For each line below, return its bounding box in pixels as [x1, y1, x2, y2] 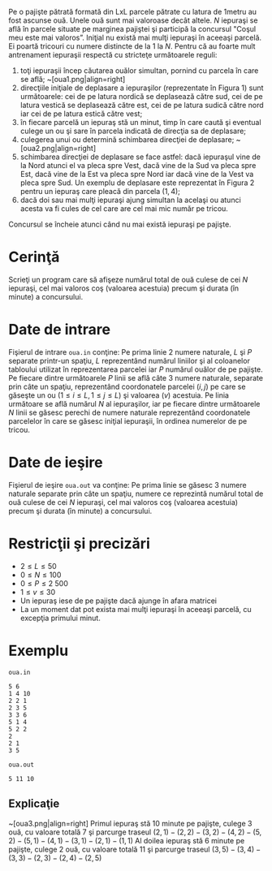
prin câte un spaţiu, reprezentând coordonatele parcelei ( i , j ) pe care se [8, 382, 246, 391]
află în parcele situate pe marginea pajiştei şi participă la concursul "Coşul [8, 24, 257, 33]
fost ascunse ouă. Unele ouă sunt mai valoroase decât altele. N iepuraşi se [8, 15, 258, 25]
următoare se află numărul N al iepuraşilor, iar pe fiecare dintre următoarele [8, 399, 261, 408]
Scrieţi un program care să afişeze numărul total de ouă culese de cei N [8, 274, 248, 284]
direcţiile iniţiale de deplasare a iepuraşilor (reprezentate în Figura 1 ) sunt [19, 83, 264, 93]
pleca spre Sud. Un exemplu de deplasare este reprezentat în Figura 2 [19, 178, 255, 188]
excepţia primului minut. [19, 613, 101, 623]
